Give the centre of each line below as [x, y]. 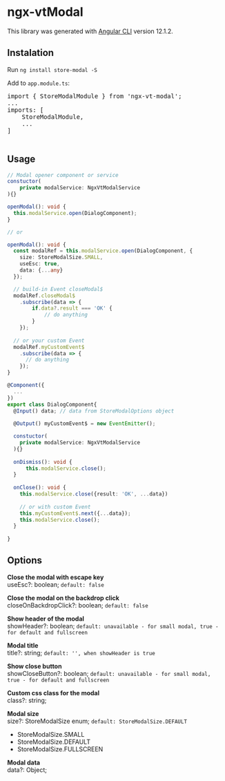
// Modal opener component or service [63, 175]
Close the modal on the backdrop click [63, 598]
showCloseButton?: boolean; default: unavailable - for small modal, [109, 673]
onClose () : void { [40, 488]
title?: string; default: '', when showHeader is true [81, 652]
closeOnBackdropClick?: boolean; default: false [78, 605]
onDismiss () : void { [43, 462]
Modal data [23, 762]
